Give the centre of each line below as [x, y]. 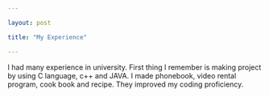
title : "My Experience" [48, 37]
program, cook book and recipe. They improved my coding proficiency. [126, 84]
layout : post [29, 22]
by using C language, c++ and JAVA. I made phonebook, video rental [122, 75]
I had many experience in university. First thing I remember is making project [134, 67]
